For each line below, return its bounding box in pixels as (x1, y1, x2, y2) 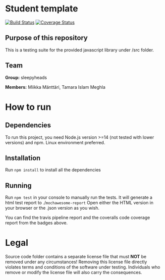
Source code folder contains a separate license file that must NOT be (5, 254, 147, 260)
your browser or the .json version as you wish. (5, 205, 100, 211)
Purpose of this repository (5, 34, 88, 42)
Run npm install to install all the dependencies (5, 167, 101, 173)
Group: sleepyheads (5, 74, 47, 80)
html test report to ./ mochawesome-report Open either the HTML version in (5, 200, 154, 206)
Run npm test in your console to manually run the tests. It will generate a (5, 194, 153, 201)
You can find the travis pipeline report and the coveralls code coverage (5, 215, 150, 221)
